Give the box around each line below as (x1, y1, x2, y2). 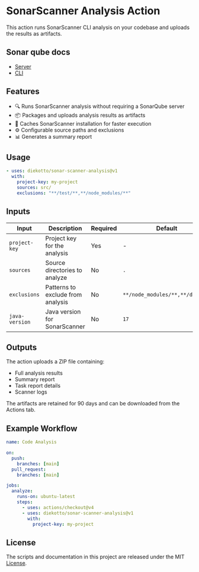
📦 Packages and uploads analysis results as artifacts (14, 111, 146, 119)
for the (45, 241, 64, 250)
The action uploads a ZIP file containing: (6, 358, 105, 365)
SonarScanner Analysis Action (6, 4, 161, 18)
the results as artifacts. (6, 30, 62, 37)
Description (48, 224, 82, 232)
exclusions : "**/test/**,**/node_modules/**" (17, 190, 131, 196)
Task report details (14, 382, 61, 389)
